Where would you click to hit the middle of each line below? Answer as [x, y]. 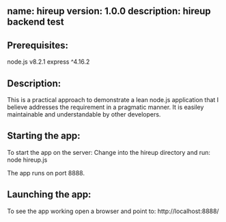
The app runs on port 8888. [46, 173]
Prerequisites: [38, 45]
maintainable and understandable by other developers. [84, 114]
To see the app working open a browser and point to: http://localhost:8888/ [113, 211]
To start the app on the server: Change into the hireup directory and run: [109, 152]
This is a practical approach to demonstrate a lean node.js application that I [113, 100]
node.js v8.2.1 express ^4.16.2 [48, 62]
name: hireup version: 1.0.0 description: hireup [109, 11]
